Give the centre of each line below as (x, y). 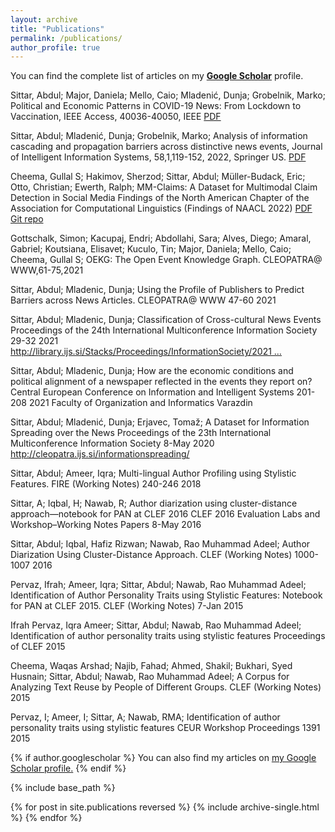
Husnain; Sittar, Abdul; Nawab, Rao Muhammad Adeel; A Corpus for (150, 677)
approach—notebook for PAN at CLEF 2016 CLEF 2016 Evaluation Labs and (165, 514)
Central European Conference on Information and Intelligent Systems (152, 392)
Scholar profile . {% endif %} (68, 768)
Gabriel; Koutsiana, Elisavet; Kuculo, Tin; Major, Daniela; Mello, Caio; (151, 249)
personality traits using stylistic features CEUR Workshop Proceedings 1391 (165, 728)
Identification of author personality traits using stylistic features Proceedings (168, 636)
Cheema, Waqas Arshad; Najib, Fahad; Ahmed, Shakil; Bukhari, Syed (151, 666)
